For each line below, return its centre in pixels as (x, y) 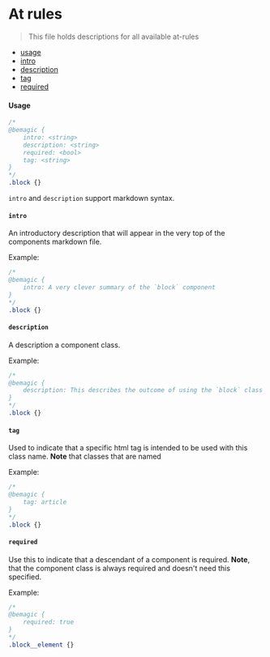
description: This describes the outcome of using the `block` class (143, 390)
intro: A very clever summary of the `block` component (120, 287)
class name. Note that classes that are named (85, 456)
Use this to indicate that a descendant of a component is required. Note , (129, 559)
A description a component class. (64, 344)
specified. (25, 577)
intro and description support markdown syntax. (92, 198)
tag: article (45, 502)
